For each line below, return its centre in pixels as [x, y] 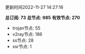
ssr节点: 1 [22, 46]
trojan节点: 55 [26, 28]
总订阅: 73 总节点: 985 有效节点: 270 [42, 18]
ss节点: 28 [23, 40]
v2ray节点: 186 [27, 34]
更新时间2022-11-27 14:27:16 [34, 7]
